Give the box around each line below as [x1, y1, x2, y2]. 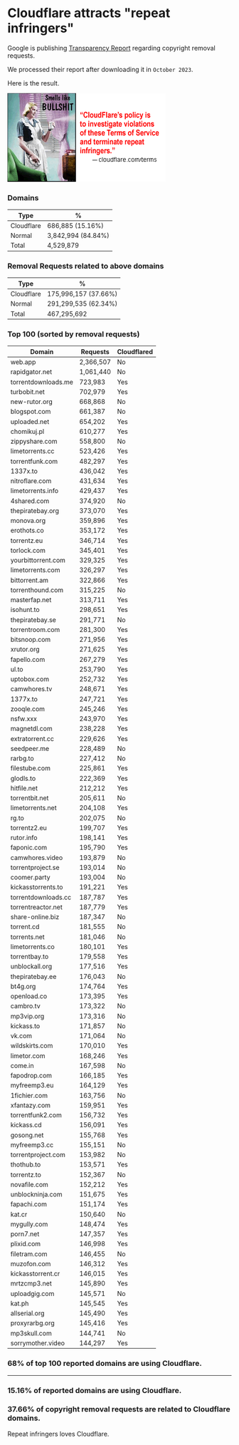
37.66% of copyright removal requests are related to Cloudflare [7, 1404, 231, 1414]
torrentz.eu [10, 536, 43, 544]
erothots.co [10, 526, 44, 535]
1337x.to [10, 467, 38, 475]
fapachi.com [10, 1200, 48, 1208]
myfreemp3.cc [10, 1140, 54, 1149]
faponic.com [10, 843, 48, 852]
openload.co [10, 992, 48, 1000]
